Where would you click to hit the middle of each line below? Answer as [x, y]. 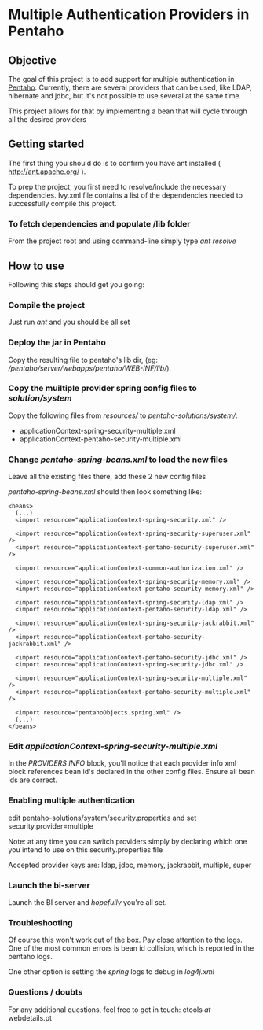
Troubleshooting [40, 922]
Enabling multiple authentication [71, 800]
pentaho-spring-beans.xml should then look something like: [105, 492]
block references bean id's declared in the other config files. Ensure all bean [131, 772]
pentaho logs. [30, 957]
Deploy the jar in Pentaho [57, 342]
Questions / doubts [46, 992]
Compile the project [47, 305]
